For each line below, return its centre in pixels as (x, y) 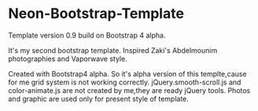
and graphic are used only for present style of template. (98, 98)
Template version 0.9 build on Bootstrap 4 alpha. (87, 35)
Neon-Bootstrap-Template (96, 14)
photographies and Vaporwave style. (68, 59)
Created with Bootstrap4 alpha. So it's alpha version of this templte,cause (127, 73)
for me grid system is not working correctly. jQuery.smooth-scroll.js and (125, 82)
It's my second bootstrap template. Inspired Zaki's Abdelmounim (113, 50)
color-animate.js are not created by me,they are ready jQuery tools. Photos (129, 90)
